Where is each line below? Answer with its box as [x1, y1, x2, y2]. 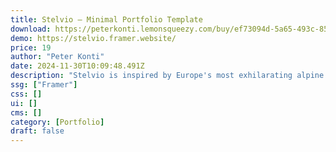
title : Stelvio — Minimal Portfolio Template [10, 14, 203, 25]
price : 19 [10, 42, 52, 53]
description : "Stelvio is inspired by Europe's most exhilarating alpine [10, 71, 325, 81]
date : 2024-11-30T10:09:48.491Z [10, 61, 145, 71]
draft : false [10, 126, 65, 136]
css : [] [10, 89, 43, 99]
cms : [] [10, 107, 43, 118]
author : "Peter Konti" [10, 52, 105, 62]
